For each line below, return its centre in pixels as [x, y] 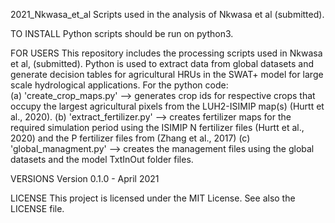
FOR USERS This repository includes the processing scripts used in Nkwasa [166, 53]
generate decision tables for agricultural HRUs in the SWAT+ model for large [167, 74]
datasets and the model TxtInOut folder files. [102, 159]
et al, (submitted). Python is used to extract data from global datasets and [162, 63]
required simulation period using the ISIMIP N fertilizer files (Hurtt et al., [157, 127]
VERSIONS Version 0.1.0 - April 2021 [85, 178]
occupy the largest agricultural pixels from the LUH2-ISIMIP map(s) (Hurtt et [167, 106]
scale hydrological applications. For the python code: [119, 85]
